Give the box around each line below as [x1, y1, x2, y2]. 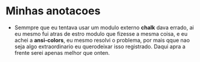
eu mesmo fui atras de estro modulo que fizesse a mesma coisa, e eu [14, 30, 188, 37]
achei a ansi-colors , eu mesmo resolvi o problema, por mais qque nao [14, 36, 190, 44]
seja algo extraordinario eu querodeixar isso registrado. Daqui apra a [14, 43, 185, 50]
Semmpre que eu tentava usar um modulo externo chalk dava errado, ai [14, 24, 194, 31]
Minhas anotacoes [5, 4, 101, 18]
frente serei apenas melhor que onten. [14, 49, 110, 56]
